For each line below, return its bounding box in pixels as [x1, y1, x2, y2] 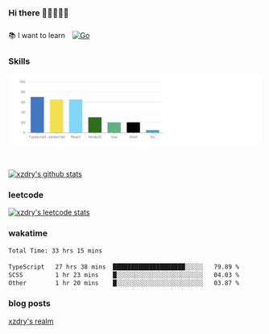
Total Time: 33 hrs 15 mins [8, 247, 103, 255]
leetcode [8, 189, 44, 200]
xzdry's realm [8, 316, 54, 326]
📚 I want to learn [8, 31, 66, 40]
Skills [8, 56, 31, 67]
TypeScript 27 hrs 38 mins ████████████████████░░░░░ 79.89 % [8, 263, 240, 271]
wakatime [8, 228, 48, 239]
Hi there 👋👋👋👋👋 [8, 7, 70, 19]
